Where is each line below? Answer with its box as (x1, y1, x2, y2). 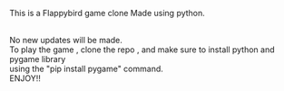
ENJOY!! (9, 73, 41, 84)
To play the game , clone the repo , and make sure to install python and (9, 44, 275, 55)
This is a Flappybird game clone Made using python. (9, 8, 206, 18)
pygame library (9, 54, 66, 64)
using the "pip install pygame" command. (9, 63, 163, 74)
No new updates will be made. (9, 35, 122, 45)
